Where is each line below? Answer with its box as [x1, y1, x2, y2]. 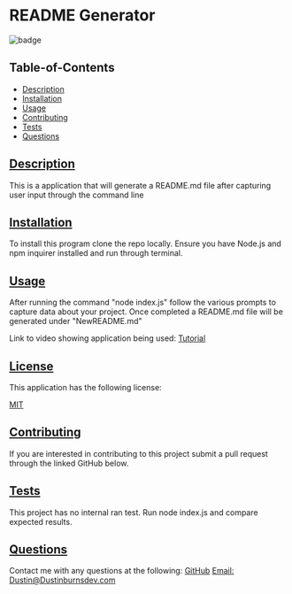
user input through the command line [9, 189, 144, 200]
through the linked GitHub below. [9, 458, 129, 468]
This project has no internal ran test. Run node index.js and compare [9, 506, 258, 518]
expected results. [9, 516, 73, 527]
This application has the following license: [9, 382, 162, 392]
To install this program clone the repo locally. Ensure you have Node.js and [9, 238, 281, 249]
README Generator [9, 5, 156, 26]
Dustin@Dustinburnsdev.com [9, 575, 116, 585]
